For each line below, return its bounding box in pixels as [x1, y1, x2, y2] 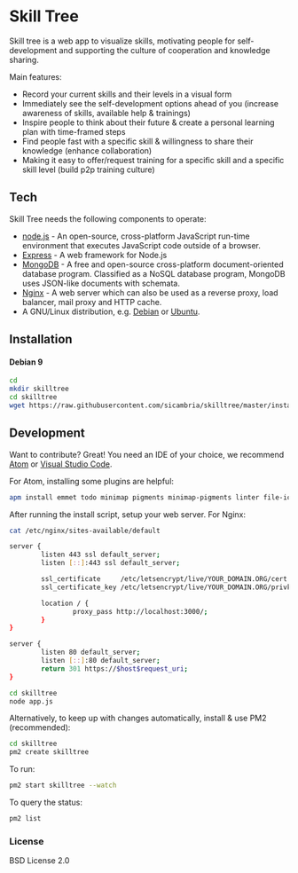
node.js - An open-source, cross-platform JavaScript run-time [21, 231, 250, 241]
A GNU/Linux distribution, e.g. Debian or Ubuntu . [21, 306, 200, 317]
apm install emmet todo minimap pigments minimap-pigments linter [9, 492, 260, 502]
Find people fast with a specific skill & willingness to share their [21, 136, 254, 146]
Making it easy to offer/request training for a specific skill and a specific [21, 154, 285, 165]
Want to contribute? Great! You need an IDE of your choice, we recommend [9, 449, 285, 460]
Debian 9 [9, 357, 43, 367]
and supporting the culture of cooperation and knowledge [59, 44, 271, 55]
